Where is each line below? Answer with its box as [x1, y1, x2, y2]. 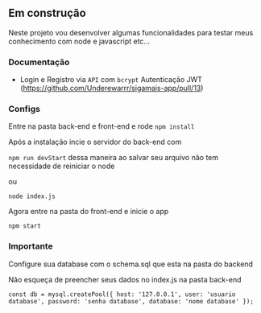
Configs [8, 104, 40, 115]
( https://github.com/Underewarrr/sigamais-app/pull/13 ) [19, 84, 204, 93]
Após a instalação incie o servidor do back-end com [8, 137, 182, 147]
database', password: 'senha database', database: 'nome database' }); [8, 297, 254, 305]
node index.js [8, 192, 56, 200]
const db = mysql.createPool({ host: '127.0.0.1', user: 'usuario [8, 290, 236, 299]
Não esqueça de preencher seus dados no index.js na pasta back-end [8, 274, 242, 284]
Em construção [8, 6, 86, 20]
